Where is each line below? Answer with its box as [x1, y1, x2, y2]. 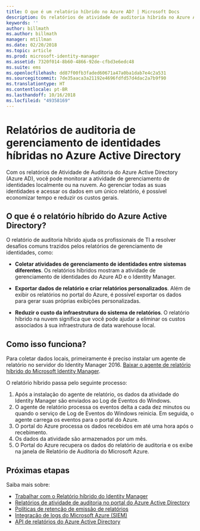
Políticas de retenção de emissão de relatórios [14, 505, 129, 512]
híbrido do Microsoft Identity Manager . [6, 368, 101, 375]
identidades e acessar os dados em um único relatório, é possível [6, 188, 167, 195]
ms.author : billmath [6, 31, 58, 37]
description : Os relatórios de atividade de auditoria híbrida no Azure [6, 14, 190, 20]
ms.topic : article [6, 48, 52, 54]
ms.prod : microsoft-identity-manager [6, 53, 100, 59]
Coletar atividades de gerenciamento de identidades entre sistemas [14, 260, 186, 268]
